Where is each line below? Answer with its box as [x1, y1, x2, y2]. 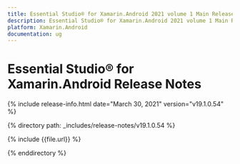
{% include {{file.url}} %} [7, 135, 81, 143]
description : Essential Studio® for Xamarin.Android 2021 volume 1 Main [7, 17, 229, 24]
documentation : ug [7, 30, 62, 38]
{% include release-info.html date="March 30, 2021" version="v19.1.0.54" [7, 100, 224, 108]
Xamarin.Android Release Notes [7, 76, 202, 93]
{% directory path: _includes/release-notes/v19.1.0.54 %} [7, 121, 176, 130]
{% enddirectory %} [7, 149, 66, 158]
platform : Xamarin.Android [7, 24, 88, 31]
